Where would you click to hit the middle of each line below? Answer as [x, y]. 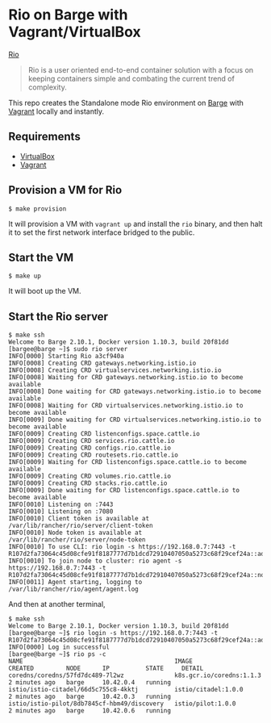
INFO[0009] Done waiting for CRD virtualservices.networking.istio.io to [135, 420]
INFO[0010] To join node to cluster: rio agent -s [95, 561]
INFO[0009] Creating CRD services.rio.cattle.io [92, 441]
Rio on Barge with [68, 15]
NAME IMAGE [101, 662]
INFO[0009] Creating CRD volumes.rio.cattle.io [90, 476]
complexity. [47, 87]
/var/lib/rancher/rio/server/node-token [77, 540]
